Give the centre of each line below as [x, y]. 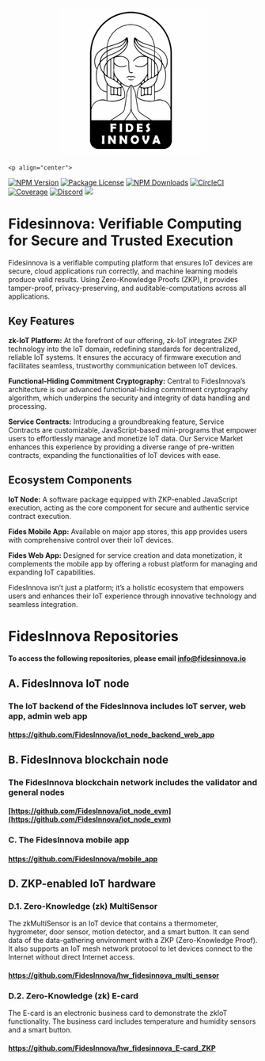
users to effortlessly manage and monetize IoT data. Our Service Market [126, 438]
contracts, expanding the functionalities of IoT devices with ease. [114, 455]
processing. [28, 406]
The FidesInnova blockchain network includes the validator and [133, 782]
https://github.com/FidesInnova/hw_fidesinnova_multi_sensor [114, 975]
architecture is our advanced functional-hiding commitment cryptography [128, 389]
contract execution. [40, 516]
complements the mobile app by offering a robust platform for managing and [133, 563]
